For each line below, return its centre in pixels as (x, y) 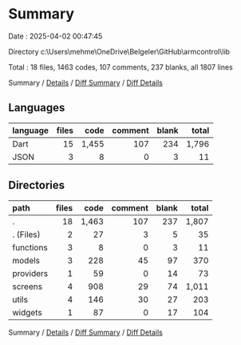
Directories (37, 185)
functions (30, 247)
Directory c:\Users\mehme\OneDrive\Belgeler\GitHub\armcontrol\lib (119, 51)
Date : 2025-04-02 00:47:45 (55, 36)
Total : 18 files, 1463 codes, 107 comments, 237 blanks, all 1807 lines (120, 67)
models (26, 260)
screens (27, 287)
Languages (37, 108)
